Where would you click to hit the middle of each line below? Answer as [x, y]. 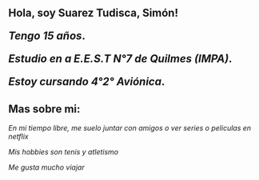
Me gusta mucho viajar [47, 167]
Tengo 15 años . [47, 36]
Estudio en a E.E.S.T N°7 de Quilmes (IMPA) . [120, 59]
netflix [19, 137]
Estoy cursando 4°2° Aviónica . [87, 82]
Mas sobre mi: [44, 109]
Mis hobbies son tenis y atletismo [63, 152]
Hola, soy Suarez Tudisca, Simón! [93, 13]
